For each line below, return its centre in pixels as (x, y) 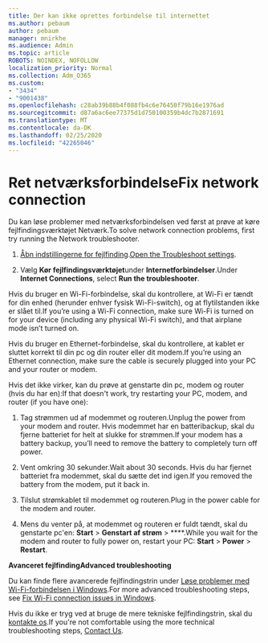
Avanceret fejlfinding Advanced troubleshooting (90, 565)
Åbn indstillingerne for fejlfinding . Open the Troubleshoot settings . (128, 255)
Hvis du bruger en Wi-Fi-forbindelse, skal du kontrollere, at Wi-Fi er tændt (131, 294)
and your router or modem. (53, 370)
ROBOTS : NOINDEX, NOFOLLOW (53, 61)
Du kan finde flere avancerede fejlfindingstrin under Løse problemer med (129, 581)
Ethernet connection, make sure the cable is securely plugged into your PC (132, 361)
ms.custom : (26, 83)
